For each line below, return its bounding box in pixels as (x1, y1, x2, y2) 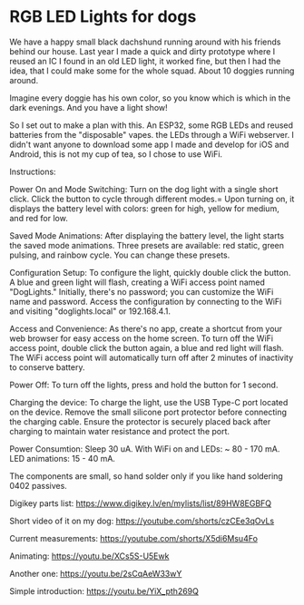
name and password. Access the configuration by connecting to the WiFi (9, 296, 282, 307)
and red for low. (9, 212, 68, 223)
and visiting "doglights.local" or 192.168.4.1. (9, 306, 171, 317)
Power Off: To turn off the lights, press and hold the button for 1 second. (9, 379, 279, 390)
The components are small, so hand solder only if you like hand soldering (9, 470, 283, 482)
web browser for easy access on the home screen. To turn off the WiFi (9, 333, 274, 344)
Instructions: (9, 166, 56, 177)
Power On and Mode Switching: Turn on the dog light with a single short (9, 183, 279, 194)
